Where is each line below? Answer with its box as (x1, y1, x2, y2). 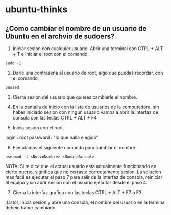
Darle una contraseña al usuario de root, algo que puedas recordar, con (12, 70, 163, 76)
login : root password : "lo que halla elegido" (5, 134, 99, 140)
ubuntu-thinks (5, 4, 68, 15)
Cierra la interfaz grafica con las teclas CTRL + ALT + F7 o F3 (12, 189, 142, 195)
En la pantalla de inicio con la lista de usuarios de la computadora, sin (12, 104, 159, 110)
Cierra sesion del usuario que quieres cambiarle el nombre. (12, 94, 138, 100)
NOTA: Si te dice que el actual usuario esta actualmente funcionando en (5, 163, 157, 169)
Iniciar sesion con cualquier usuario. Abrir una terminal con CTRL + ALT (12, 45, 163, 52)
